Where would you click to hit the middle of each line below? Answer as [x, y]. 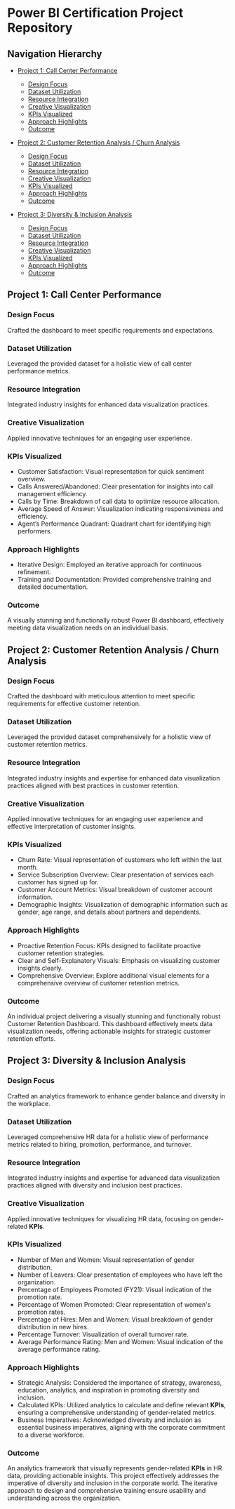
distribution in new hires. [53, 1327]
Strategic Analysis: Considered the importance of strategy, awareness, [120, 1383]
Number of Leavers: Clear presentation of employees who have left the [120, 1275]
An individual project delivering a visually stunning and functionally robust [114, 1016]
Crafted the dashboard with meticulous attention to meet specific [101, 696]
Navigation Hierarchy [55, 54]
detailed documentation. [53, 587]
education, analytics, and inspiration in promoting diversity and [108, 1390]
